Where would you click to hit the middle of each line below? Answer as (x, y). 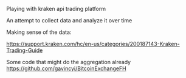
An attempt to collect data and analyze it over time (69, 20)
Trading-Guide (25, 50)
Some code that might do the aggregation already (69, 62)
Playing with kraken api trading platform (56, 9)
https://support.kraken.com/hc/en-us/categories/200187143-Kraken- (93, 44)
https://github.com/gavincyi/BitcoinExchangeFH (66, 68)
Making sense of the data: (39, 32)
